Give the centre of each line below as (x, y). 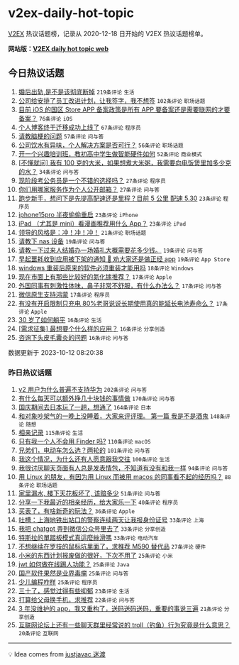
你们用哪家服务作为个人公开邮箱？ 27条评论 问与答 (89, 189)
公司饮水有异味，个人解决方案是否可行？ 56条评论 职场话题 (101, 145)
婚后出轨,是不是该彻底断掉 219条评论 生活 (76, 92)
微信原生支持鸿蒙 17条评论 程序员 (64, 294)
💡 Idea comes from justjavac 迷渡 (57, 654)
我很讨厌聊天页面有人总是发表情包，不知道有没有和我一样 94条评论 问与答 (123, 468)
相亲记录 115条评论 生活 (51, 433)
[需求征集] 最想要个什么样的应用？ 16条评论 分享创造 (91, 329)
